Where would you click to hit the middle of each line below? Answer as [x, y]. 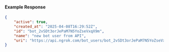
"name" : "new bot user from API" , [50, 36]
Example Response [25, 7]
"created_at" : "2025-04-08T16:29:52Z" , [56, 26]
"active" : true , [31, 22]
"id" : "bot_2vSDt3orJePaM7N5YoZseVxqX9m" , [59, 31]
